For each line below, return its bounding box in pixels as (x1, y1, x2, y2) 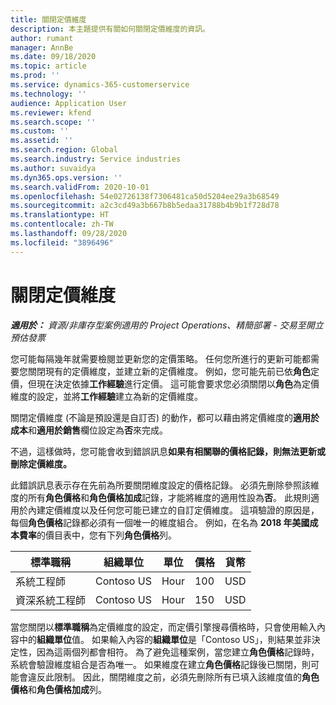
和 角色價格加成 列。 (28, 683, 107, 695)
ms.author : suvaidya (10, 163, 97, 173)
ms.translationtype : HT (10, 210, 110, 220)
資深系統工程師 (15, 593, 87, 607)
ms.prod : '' (10, 71, 60, 81)
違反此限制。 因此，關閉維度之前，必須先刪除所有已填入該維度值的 (27, 671, 302, 683)
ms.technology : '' (10, 89, 87, 99)
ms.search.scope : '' (10, 117, 97, 127)
